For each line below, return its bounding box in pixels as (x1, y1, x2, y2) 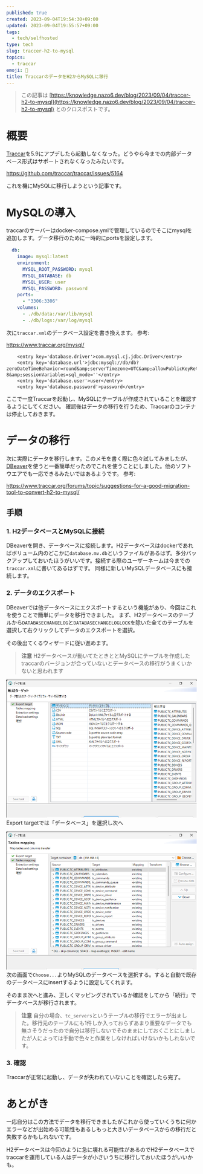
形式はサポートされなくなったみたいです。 (22, 158, 127, 165)
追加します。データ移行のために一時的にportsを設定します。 (6, 235, 156, 242)
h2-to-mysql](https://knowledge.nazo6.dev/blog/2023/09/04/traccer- (21, 99, 196, 106)
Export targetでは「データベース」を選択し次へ (6, 819, 124, 826)
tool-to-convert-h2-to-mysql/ (6, 488, 80, 496)
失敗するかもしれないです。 (6, 1133, 75, 1141)
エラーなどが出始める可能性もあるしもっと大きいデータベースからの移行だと (6, 1126, 197, 1133)
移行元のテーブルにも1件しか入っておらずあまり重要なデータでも (31, 1019, 192, 1027)
